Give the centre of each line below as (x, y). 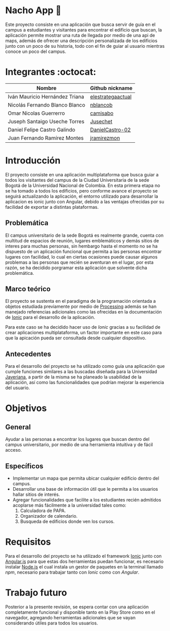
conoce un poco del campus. (36, 51)
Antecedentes (28, 354)
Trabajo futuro (36, 593)
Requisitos (28, 542)
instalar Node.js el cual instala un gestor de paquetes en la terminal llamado (84, 567)
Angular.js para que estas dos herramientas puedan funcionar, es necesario (84, 561)
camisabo (102, 113)
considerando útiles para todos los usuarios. (52, 623)
